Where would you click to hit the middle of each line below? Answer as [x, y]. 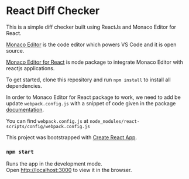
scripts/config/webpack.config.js [48, 126]
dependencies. [24, 85]
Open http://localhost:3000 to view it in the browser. [69, 170]
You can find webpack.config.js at [47, 121]
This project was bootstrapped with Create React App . [72, 137]
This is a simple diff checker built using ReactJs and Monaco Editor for [91, 27]
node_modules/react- [115, 121]
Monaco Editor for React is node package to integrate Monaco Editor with [94, 62]
